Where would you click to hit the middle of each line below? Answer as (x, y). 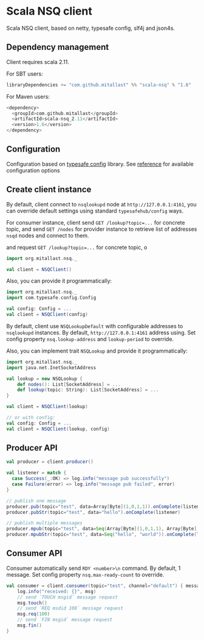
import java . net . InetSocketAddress (51, 367)
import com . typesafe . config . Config (51, 298)
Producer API (32, 448)
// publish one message (36, 501)
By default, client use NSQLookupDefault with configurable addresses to (95, 326)
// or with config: (31, 418)
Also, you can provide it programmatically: (59, 281)
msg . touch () (32, 603)
